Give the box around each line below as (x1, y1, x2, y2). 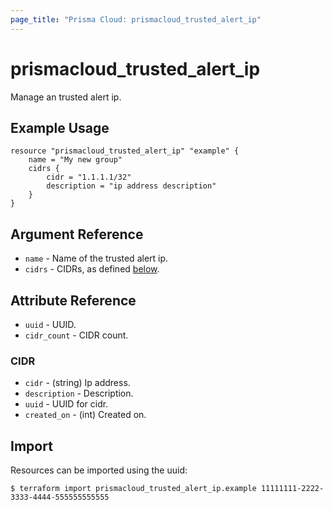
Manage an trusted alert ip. (10, 91, 122, 103)
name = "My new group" (28, 155, 123, 165)
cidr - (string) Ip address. (24, 377, 131, 389)
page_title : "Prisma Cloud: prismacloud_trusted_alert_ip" (10, 14, 262, 25)
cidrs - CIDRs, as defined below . (24, 263, 160, 275)
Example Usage (10, 119, 110, 136)
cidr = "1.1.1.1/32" (46, 172, 132, 183)
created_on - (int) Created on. (24, 409, 147, 421)
